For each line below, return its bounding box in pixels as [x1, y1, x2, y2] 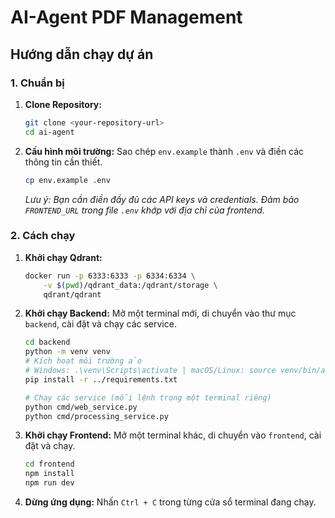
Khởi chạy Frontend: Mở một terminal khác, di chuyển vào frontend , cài [24, 429, 322, 441]
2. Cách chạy [10, 229, 76, 243]
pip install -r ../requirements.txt [24, 374, 178, 385]
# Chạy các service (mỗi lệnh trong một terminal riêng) [24, 392, 272, 403]
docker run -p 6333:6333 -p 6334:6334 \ [24, 271, 196, 281]
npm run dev [24, 478, 75, 488]
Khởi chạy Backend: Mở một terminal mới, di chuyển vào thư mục [24, 307, 297, 320]
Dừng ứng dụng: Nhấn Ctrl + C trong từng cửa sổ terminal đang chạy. [24, 496, 317, 508]
